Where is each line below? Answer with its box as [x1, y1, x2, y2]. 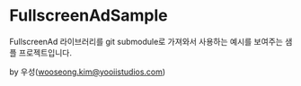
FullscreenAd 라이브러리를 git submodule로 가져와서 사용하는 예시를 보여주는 [9, 36, 283, 47]
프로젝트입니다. [18, 47, 73, 58]
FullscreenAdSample [9, 5, 168, 26]
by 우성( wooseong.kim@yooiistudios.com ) [9, 66, 166, 77]
